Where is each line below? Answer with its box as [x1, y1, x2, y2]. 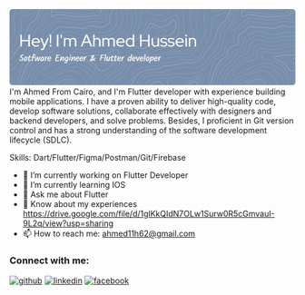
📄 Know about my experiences [22, 199, 138, 210]
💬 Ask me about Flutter [22, 189, 109, 200]
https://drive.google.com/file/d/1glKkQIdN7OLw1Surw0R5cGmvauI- [22, 209, 275, 220]
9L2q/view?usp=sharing [22, 218, 114, 229]
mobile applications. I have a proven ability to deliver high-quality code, [9, 96, 277, 107]
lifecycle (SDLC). [9, 134, 73, 145]
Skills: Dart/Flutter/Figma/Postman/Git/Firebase [9, 152, 186, 163]
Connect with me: [9, 254, 90, 267]
